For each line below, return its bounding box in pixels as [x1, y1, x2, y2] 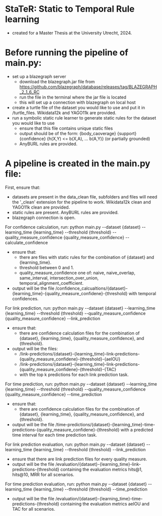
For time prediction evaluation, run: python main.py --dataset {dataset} [5, 481, 147, 487]
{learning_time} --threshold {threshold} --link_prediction [33, 446, 146, 452]
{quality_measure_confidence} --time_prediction [5, 391, 102, 397]
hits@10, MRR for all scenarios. [12, 472, 74, 477]
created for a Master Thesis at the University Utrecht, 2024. [12, 30, 132, 36]
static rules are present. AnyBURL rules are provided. [12, 209, 119, 215]
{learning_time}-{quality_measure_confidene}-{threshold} [12, 290, 128, 296]
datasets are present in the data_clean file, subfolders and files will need [12, 194, 157, 199]
